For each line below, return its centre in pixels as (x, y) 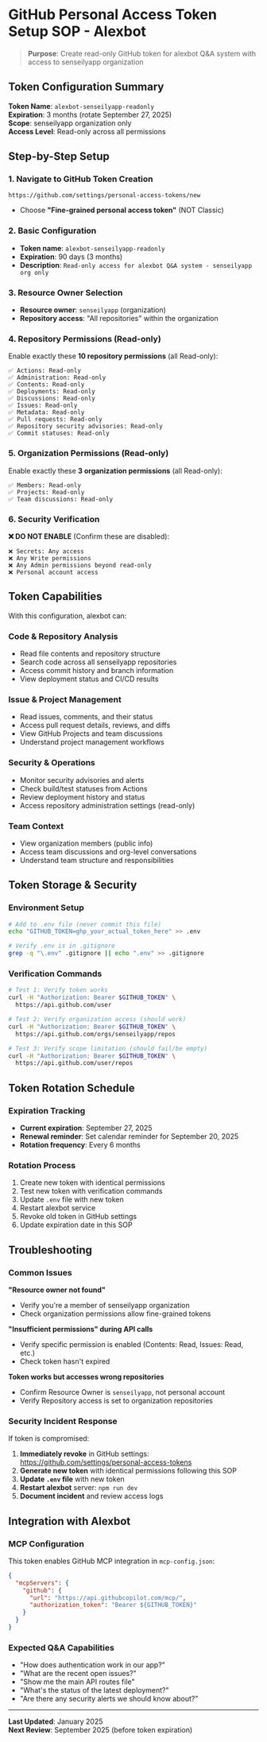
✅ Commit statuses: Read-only (59, 434)
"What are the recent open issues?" (78, 1674)
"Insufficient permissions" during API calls (81, 1329)
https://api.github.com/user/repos (74, 1063)
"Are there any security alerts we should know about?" (109, 1699)
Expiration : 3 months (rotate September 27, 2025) (90, 114)
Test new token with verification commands (91, 1191)
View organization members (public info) (86, 843)
